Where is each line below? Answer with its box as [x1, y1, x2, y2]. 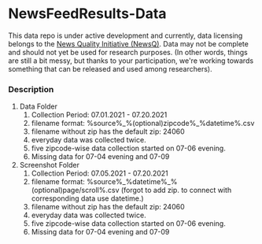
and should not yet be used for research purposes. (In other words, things [8, 47, 248, 57]
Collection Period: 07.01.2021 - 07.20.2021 [31, 110, 168, 120]
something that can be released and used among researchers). [8, 64, 212, 73]
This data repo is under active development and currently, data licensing [8, 31, 243, 40]
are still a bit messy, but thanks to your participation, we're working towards [8, 56, 254, 65]
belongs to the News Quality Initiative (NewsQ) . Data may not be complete [8, 39, 249, 48]
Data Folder [19, 102, 57, 111]
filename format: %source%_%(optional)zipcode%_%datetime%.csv [31, 119, 255, 128]
